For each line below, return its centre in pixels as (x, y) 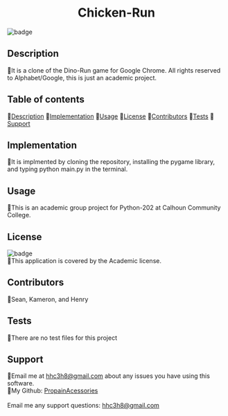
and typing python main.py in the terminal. (68, 169)
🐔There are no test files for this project (62, 338)
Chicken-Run (116, 13)
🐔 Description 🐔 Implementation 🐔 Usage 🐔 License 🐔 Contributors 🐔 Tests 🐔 (111, 116)
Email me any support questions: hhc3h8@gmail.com (83, 406)
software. (21, 383)
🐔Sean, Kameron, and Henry (48, 299)
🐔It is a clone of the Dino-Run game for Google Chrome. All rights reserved (114, 70)
